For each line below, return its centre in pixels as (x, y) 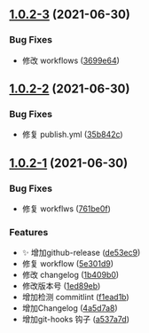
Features (29, 232)
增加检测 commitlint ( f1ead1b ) (76, 297)
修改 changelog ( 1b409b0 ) (71, 275)
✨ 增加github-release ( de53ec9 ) (81, 253)
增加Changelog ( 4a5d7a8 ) (70, 308)
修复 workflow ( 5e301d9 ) (67, 264)
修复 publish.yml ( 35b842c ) (72, 135)
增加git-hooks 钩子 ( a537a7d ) (76, 320)
